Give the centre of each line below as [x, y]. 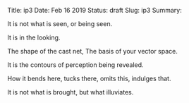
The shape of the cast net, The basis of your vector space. [93, 51]
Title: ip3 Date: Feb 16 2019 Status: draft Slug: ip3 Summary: [94, 10]
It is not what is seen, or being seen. [60, 24]
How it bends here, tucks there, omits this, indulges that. [89, 78]
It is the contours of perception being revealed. [75, 65]
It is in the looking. [34, 37]
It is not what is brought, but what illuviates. [71, 92]
